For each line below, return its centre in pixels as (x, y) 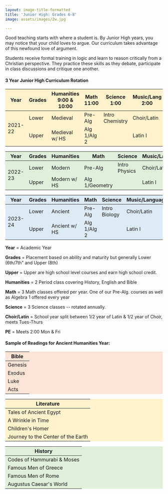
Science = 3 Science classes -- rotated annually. (55, 307)
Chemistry (115, 121)
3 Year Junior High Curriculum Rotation (47, 80)
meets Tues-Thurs (24, 322)
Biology (111, 214)
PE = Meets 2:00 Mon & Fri (33, 331)
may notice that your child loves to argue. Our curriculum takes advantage (81, 43)
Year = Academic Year (28, 248)
